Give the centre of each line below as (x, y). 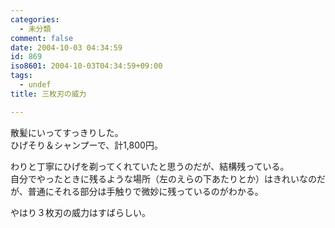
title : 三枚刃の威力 (48, 94)
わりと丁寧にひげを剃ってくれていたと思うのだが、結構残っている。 (150, 166)
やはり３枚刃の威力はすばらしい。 (80, 212)
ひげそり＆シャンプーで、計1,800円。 (86, 145)
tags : (21, 76)
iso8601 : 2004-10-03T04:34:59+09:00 (86, 66)
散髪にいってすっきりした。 (67, 132)
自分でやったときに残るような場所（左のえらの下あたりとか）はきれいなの (163, 178)
